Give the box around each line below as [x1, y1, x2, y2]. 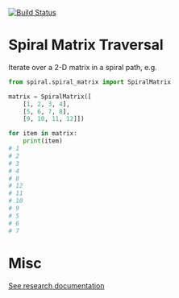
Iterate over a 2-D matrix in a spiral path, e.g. [8, 62, 157, 72]
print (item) [23, 137, 63, 145]
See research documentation [8, 280, 105, 290]
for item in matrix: [8, 130, 78, 138]
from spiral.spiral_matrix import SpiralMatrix [8, 77, 172, 86]
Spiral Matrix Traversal [8, 36, 164, 54]
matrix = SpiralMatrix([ [8, 93, 92, 101]
